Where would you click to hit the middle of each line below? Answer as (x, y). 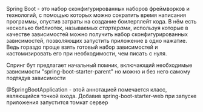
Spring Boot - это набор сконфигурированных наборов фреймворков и (98, 9)
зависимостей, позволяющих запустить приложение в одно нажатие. (97, 41)
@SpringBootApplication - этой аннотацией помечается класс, (87, 89)
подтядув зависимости (36, 78)
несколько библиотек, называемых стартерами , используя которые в (97, 28)
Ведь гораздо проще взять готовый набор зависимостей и (82, 47)
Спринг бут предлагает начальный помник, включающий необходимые (99, 65)
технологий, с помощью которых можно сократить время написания (96, 15)
